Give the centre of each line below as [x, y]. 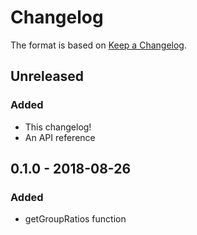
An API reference [60, 137]
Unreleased [47, 76]
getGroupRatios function [75, 219]
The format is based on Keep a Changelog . [98, 45]
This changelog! [58, 127]
